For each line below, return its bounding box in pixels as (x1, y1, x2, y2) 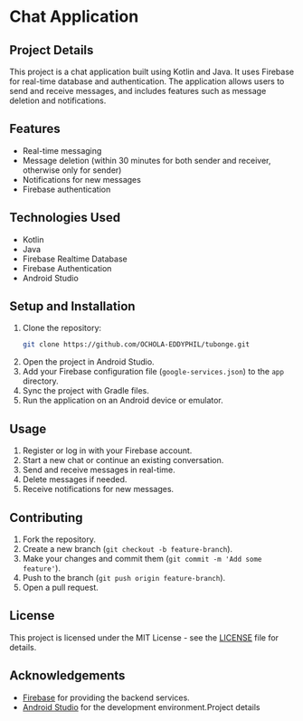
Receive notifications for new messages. (22, 484, 175, 495)
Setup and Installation (9, 299, 136, 314)
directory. (22, 375, 59, 386)
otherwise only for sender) (22, 165, 122, 176)
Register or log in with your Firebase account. (22, 445, 193, 456)
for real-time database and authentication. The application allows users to (9, 76, 285, 87)
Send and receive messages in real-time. (22, 464, 176, 476)
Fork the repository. (22, 534, 97, 545)
